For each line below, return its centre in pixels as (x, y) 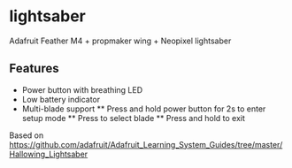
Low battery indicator (61, 99)
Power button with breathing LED (82, 89)
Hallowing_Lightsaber (49, 154)
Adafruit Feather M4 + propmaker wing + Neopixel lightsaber (120, 41)
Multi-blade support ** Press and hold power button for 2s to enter (144, 109)
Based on (27, 135)
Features (34, 69)
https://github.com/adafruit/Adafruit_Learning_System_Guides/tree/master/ (146, 144)
